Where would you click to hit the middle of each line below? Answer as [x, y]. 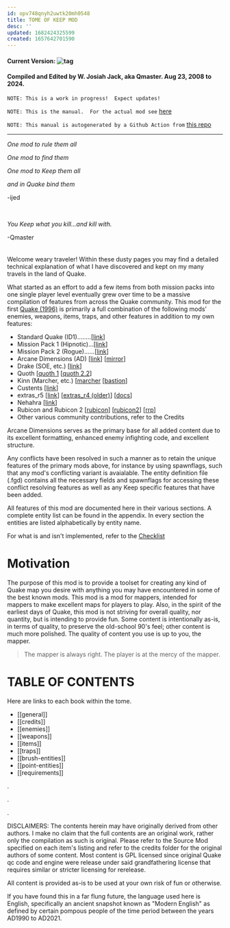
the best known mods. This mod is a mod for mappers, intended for [102, 597]
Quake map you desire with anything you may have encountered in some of [114, 590]
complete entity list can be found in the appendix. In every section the [105, 515]
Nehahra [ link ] [37, 402]
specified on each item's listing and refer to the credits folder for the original [115, 848]
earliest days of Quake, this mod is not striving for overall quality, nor [104, 612]
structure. [21, 445]
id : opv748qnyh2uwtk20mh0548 [49, 13]
